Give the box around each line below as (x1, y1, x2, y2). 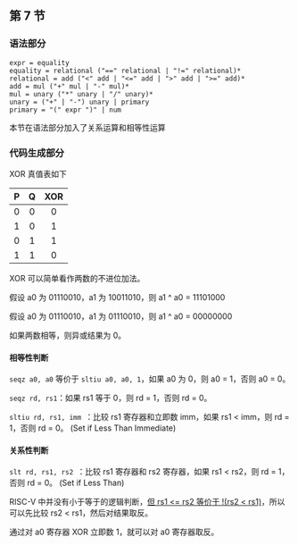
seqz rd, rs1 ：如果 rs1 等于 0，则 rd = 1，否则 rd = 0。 (9, 392, 212, 404)
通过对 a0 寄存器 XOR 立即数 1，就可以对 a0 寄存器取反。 (9, 526, 219, 538)
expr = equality (9, 58, 70, 67)
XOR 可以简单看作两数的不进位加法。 (9, 272, 145, 283)
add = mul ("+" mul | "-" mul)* (9, 81, 129, 91)
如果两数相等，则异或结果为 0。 (9, 330, 127, 340)
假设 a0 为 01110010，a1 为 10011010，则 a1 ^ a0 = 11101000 (9, 291, 226, 302)
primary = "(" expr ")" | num (9, 105, 122, 114)
